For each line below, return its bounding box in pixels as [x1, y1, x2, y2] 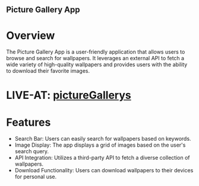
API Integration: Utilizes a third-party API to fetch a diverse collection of [14, 154, 190, 162]
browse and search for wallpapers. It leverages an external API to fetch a [6, 55, 185, 62]
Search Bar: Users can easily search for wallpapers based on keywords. [14, 135, 191, 142]
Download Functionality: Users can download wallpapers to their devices [14, 167, 194, 174]
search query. [14, 148, 49, 155]
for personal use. [14, 173, 57, 181]
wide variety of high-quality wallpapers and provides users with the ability [6, 61, 188, 68]
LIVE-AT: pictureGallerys [6, 88, 132, 102]
